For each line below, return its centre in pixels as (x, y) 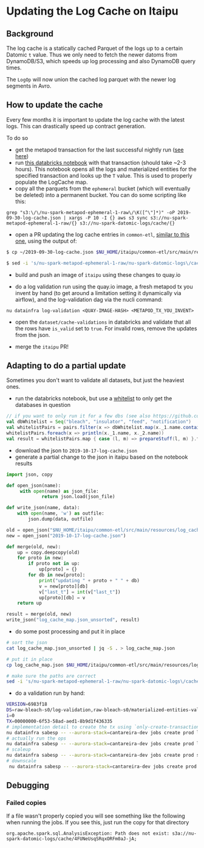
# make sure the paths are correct (51, 676)
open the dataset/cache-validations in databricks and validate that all (103, 322)
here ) (22, 156)
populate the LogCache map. (51, 182)
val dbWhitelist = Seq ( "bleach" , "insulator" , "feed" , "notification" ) (99, 422)
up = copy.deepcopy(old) (49, 552)
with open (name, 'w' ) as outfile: (61, 513)
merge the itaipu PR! (42, 346)
